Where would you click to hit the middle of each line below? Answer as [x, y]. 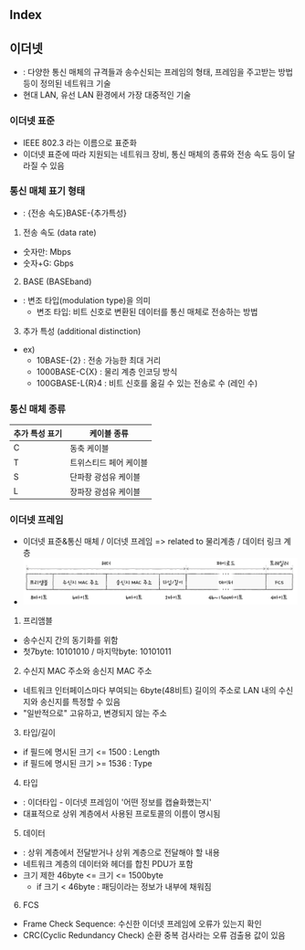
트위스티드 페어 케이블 [109, 463]
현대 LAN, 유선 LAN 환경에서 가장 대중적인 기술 [107, 95]
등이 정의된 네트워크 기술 [67, 84]
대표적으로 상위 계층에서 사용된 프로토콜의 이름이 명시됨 [121, 813]
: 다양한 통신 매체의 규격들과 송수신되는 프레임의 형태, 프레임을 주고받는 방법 [158, 72]
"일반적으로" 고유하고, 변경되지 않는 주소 [95, 712]
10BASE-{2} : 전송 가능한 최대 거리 [99, 360]
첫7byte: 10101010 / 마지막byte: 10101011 [97, 651]
